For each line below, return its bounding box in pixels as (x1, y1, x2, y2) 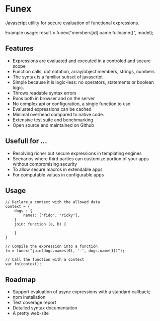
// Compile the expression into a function (5, 244, 98, 249)
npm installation (12, 294, 46, 300)
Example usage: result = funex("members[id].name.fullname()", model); (5, 29, 153, 35)
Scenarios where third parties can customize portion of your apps (12, 155, 149, 162)
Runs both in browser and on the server (12, 95, 95, 101)
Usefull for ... (5, 137, 47, 146)
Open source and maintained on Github (12, 122, 95, 128)
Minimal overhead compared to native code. (12, 111, 104, 117)
